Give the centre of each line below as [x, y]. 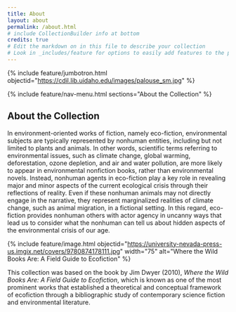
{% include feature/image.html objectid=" [67, 244]
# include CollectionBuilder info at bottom [73, 33]
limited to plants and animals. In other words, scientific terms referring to [112, 148]
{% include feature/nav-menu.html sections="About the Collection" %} [110, 94]
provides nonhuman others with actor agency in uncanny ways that [124, 215]
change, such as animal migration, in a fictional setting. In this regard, [108, 207]
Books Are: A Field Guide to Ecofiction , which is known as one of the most [114, 280]
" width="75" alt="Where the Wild [169, 251]
